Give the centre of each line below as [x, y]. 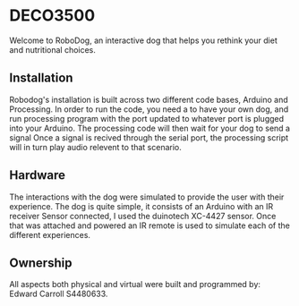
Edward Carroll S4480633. [59, 294]
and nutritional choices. [53, 49]
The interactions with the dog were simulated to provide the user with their [147, 197]
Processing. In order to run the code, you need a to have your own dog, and [149, 109]
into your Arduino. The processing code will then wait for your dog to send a [150, 128]
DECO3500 [52, 16]
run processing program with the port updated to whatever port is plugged [147, 118]
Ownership [41, 263]
